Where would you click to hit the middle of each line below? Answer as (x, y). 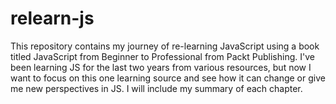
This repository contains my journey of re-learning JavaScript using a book (165, 46)
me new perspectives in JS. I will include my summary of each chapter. (156, 88)
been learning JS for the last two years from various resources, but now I (161, 67)
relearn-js (52, 18)
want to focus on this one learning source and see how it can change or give (168, 78)
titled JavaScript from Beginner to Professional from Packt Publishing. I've (162, 56)
